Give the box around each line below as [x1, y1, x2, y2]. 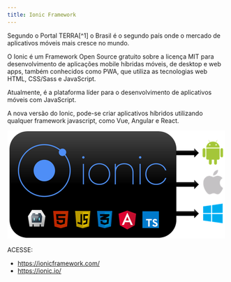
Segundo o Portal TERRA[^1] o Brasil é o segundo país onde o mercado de [7, 31, 221, 40]
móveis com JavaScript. [7, 95, 77, 104]
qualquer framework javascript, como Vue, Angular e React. [7, 116, 179, 125]
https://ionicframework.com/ [17, 259, 100, 267]
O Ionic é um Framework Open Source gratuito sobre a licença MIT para [7, 52, 214, 61]
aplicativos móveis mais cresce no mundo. [7, 38, 130, 47]
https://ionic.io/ [17, 266, 61, 275]
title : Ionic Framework [7, 11, 77, 18]
